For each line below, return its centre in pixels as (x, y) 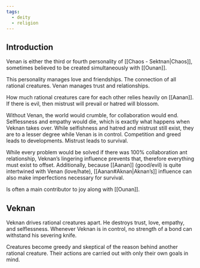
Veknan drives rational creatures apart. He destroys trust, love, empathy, (96, 223)
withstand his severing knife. (41, 235)
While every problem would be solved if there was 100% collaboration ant (97, 153)
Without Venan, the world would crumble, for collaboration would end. (93, 115)
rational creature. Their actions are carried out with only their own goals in (97, 253)
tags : (13, 12)
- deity (21, 17)
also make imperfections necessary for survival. (65, 178)
